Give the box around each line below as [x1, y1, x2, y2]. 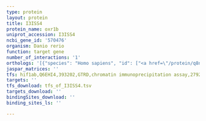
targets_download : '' [6, 89, 62, 95]
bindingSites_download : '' [6, 94, 75, 100]
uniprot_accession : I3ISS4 [6, 32, 75, 38]
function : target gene [6, 49, 64, 55]
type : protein [6, 9, 43, 15]
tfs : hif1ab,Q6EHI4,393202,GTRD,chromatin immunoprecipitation [6, 71, 172, 78]
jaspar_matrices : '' [6, 65, 59, 72]
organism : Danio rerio [6, 43, 64, 50]
